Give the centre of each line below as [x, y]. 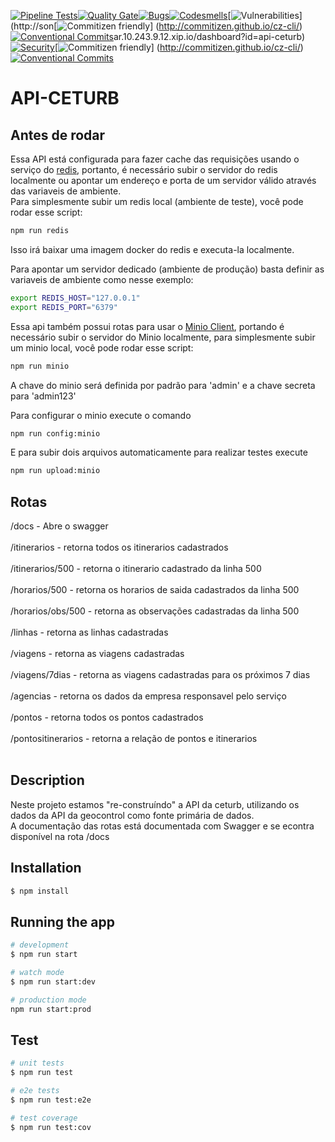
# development [40, 945]
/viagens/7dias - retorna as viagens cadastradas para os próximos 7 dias [160, 675]
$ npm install [40, 891]
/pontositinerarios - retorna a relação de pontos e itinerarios [134, 739]
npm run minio [40, 366]
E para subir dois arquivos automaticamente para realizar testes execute [159, 452]
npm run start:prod [51, 1009]
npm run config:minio [55, 433]
